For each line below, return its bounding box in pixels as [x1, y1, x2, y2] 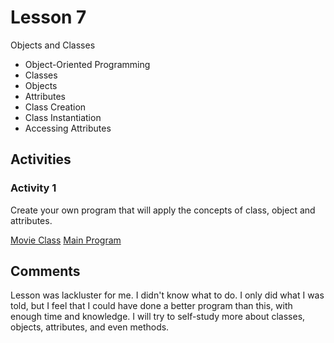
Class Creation [24, 101, 87, 113]
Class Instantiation [24, 111, 102, 123]
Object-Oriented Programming [24, 58, 151, 70]
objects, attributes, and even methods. [10, 321, 170, 333]
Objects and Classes [10, 39, 96, 51]
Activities [10, 151, 72, 168]
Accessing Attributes [24, 122, 112, 134]
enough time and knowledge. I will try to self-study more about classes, [10, 311, 306, 323]
